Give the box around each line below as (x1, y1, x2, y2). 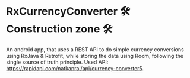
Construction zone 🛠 (6, 22, 113, 36)
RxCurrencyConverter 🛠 (6, 5, 131, 18)
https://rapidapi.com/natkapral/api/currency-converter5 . (6, 64, 144, 71)
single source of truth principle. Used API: (6, 58, 109, 66)
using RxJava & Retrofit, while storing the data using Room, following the (6, 52, 184, 59)
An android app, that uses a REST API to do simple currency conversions (6, 45, 184, 53)
